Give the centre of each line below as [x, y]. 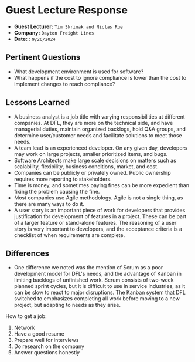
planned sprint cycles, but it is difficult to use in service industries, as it [100, 286]
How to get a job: [26, 316]
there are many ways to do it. [49, 204]
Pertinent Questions [43, 57]
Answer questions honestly [47, 353]
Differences [28, 253]
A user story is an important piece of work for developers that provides [100, 210]
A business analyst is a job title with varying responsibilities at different [99, 116]
